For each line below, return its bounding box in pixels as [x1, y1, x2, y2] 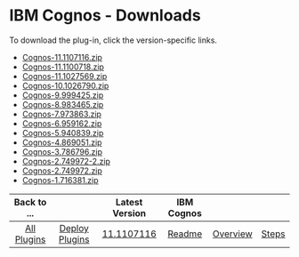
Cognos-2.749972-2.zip [21, 156, 111, 166]
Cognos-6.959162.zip [21, 117, 102, 129]
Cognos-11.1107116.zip [21, 52, 102, 62]
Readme [167, 228, 203, 240]
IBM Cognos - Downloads [9, 5, 202, 26]
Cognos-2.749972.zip [21, 165, 102, 176]
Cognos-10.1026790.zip [21, 80, 109, 91]
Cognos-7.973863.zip [21, 108, 102, 119]
